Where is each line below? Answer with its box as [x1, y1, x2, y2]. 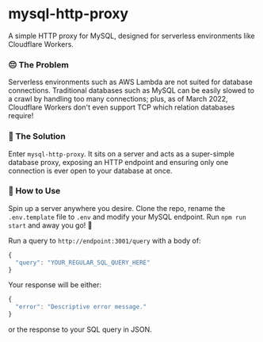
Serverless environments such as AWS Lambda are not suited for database [8, 77, 253, 87]
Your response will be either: [8, 280, 101, 290]
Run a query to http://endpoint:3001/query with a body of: [8, 236, 201, 245]
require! [8, 111, 34, 121]
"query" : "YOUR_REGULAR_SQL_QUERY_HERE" [15, 259, 151, 267]
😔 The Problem [8, 59, 69, 70]
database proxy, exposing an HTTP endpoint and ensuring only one [8, 157, 229, 167]
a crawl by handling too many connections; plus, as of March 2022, [8, 94, 228, 104]
